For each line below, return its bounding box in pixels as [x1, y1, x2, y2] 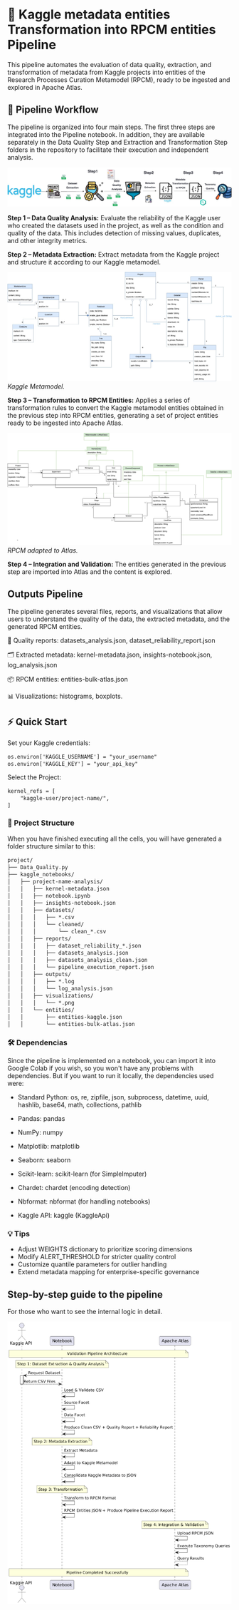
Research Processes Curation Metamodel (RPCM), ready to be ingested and [7, 75, 230, 84]
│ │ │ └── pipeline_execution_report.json [7, 963, 154, 970]
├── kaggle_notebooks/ [7, 871, 75, 878]
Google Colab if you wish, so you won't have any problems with [7, 1064, 194, 1072]
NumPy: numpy [17, 1128, 63, 1137]
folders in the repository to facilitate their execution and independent [7, 145, 208, 154]
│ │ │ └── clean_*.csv [7, 928, 107, 935]
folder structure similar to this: [7, 841, 96, 851]
